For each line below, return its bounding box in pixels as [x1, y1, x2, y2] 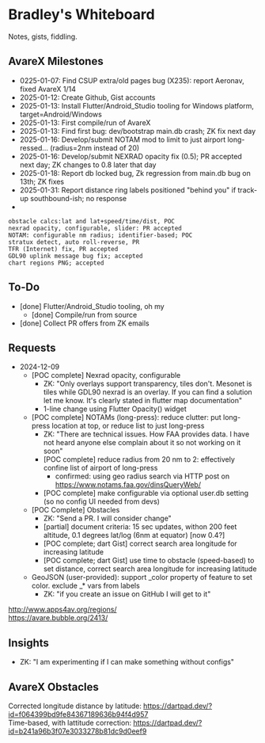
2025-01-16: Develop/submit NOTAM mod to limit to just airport [19, 135, 226, 144]
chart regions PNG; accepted [8, 259, 104, 267]
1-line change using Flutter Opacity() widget [43, 404, 187, 413]
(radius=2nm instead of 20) [50, 143, 140, 152]
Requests [8, 341, 56, 354]
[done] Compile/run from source [31, 310, 138, 319]
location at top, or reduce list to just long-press [51, 421, 205, 431]
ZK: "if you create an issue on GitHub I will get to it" [43, 589, 211, 599]
